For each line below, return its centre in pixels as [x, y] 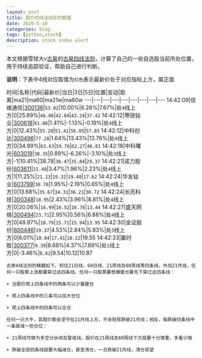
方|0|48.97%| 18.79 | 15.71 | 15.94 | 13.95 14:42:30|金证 [71, 222]
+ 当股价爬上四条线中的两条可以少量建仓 [50, 284]
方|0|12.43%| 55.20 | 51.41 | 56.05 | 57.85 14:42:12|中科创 [73, 130]
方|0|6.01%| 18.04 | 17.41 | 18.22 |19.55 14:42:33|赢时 [69, 237]
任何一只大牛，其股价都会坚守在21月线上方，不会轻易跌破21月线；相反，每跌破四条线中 [101, 319]
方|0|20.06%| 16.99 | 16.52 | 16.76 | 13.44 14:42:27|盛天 [71, 207]
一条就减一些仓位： [27, 326]
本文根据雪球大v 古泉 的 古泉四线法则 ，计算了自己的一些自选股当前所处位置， [102, 58]
